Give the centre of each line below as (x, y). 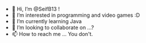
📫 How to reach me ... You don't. (52, 34)
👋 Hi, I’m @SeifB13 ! (36, 9)
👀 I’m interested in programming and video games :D (76, 15)
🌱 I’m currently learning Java (47, 21)
